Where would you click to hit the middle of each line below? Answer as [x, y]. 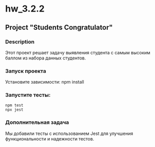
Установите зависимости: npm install [45, 82]
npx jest [14, 110]
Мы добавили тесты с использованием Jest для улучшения [69, 133]
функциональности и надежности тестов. [50, 138]
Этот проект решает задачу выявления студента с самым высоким [78, 52]
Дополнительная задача [37, 122]
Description [20, 42]
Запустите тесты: [28, 95]
